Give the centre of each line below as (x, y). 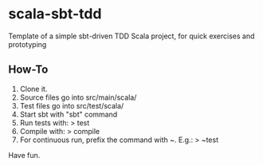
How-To (28, 70)
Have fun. (24, 155)
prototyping (27, 44)
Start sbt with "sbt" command (69, 114)
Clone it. (33, 89)
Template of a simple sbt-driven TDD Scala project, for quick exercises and (131, 36)
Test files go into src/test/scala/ (72, 105)
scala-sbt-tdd (55, 14)
